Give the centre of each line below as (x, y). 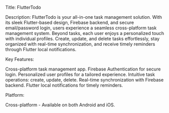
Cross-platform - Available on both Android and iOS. (60, 105)
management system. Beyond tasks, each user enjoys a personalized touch (85, 33)
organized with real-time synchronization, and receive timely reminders (80, 44)
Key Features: (20, 59)
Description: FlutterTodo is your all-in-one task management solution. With (84, 17)
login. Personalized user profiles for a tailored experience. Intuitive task (80, 74)
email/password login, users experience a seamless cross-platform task (81, 28)
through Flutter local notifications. (41, 49)
